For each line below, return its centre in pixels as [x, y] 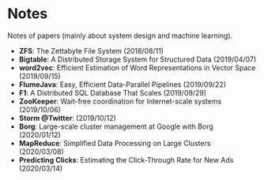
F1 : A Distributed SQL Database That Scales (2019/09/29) [113, 92]
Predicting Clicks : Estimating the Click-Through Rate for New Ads [126, 159]
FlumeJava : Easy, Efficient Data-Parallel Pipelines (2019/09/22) [123, 84]
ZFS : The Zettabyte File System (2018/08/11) [91, 51]
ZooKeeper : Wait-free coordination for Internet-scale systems [120, 101]
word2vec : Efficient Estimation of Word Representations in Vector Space [137, 67]
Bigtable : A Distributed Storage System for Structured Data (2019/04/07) [138, 59]
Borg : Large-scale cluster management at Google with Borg [116, 126]
